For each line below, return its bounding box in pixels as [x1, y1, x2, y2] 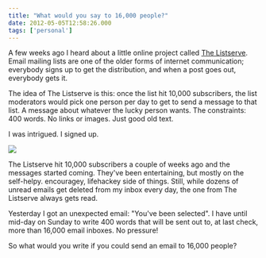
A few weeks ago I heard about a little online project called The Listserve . [8, 48, 249, 58]
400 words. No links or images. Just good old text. [8, 114, 174, 124]
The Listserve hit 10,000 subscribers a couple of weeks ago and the [8, 160, 230, 169]
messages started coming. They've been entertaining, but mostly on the [8, 168, 245, 178]
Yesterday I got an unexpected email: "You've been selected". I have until [8, 209, 248, 218]
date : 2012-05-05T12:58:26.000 [8, 19, 112, 27]
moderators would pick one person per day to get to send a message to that [8, 97, 257, 107]
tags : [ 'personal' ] [8, 26, 73, 34]
